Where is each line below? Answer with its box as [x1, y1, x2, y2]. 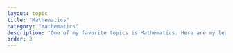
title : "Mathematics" [7, 17, 70, 23]
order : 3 [7, 36, 33, 43]
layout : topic [7, 10, 49, 17]
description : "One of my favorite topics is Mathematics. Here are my [7, 29, 216, 36]
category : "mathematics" [7, 23, 79, 30]
